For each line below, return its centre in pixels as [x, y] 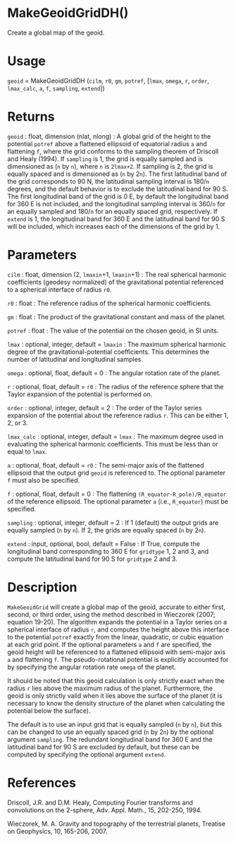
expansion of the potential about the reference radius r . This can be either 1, [118, 415]
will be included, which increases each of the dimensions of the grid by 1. [114, 226]
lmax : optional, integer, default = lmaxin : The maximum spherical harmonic [117, 344]
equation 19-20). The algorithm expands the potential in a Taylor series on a [117, 622]
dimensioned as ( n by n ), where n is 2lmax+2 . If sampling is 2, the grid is [110, 166]
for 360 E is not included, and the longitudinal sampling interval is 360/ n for [117, 203]
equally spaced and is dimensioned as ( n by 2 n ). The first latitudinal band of [117, 174]
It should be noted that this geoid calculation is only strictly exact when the [116, 680]
